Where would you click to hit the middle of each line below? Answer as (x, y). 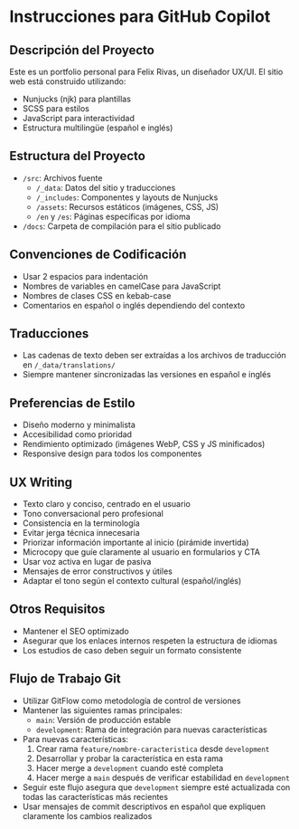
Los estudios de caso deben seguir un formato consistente (132, 650)
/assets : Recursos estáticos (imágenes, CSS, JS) (127, 206)
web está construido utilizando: (68, 81)
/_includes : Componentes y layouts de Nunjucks (127, 197)
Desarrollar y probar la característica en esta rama (130, 758)
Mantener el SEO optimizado (75, 631)
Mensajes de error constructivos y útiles (98, 571)
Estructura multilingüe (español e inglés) (98, 128)
